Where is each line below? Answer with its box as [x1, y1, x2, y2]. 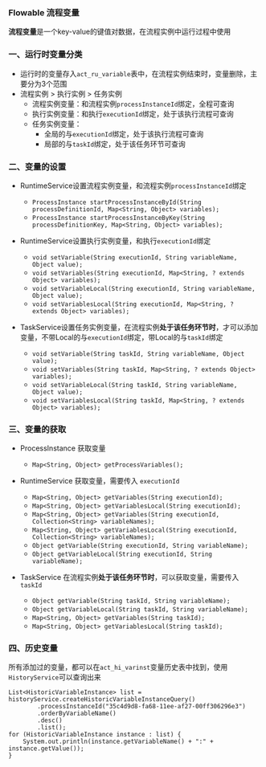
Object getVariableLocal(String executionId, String [31, 550, 213, 559]
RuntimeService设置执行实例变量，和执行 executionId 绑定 [19, 235, 211, 246]
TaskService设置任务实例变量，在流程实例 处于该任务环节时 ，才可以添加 [19, 322, 259, 332]
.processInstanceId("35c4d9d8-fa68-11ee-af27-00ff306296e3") [37, 703, 247, 711]
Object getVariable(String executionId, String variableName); [31, 542, 249, 550]
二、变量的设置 [8, 161, 67, 172]
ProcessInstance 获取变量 [19, 443, 106, 453]
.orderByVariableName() [37, 709, 117, 718]
